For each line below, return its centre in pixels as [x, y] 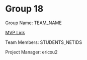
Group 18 [24, 9]
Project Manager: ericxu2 [31, 52]
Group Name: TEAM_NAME [33, 23]
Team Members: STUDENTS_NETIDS [43, 42]
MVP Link [15, 32]
